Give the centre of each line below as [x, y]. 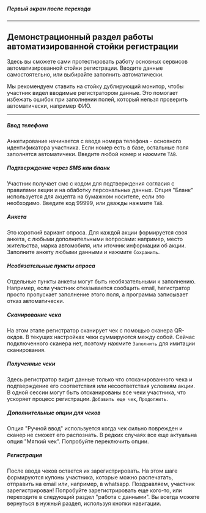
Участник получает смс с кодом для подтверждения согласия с [91, 183]
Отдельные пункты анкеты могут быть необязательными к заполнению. [101, 281]
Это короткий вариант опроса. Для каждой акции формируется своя [97, 232]
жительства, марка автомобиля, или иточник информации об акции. [97, 245]
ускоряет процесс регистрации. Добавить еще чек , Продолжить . [88, 399]
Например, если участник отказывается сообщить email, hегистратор [99, 288]
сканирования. [27, 350]
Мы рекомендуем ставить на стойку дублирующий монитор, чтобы [95, 86]
